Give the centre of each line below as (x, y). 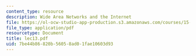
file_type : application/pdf (40, 28)
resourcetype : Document (35, 33)
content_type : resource (35, 11)
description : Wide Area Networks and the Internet (69, 17)
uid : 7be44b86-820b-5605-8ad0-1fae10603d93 (60, 44)
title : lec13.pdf (27, 38)
